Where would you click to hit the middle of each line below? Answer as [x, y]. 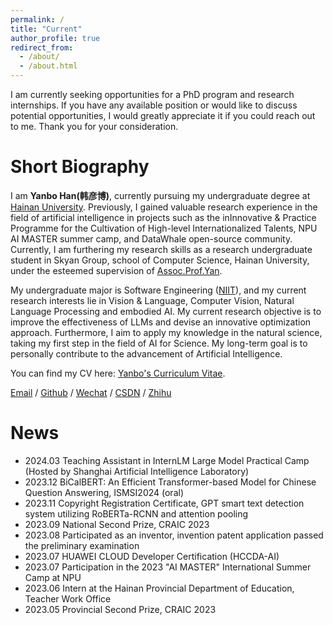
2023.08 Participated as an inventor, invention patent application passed [174, 535]
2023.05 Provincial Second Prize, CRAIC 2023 [120, 609]
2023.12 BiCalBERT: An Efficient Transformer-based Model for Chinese [170, 482]
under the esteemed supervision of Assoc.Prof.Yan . [116, 270]
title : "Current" [46, 29]
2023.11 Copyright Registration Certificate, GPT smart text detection [164, 503]
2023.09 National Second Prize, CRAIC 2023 [117, 524]
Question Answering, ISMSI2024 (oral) [104, 492]
